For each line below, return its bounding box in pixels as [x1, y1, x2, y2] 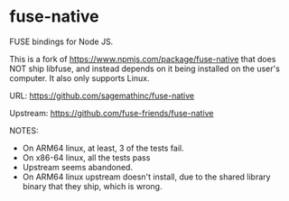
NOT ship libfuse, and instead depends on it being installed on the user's [9, 63, 280, 74]
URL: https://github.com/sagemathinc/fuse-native [9, 90, 195, 101]
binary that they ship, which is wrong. [22, 180, 163, 191]
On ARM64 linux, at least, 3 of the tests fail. [22, 142, 184, 153]
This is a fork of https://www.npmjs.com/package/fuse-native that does [9, 53, 276, 64]
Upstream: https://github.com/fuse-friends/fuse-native [9, 107, 214, 118]
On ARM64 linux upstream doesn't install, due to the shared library [22, 171, 271, 182]
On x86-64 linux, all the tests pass [22, 151, 151, 163]
